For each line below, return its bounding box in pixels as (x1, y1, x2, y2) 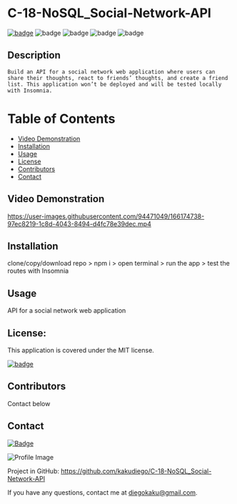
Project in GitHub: (7, 466, 59, 475)
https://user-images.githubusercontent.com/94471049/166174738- (7, 212, 205, 221)
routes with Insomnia (7, 266, 69, 276)
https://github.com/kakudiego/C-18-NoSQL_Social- (60, 466, 212, 475)
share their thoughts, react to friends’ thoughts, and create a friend (7, 74, 228, 81)
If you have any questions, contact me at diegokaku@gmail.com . (7, 488, 198, 497)
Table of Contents (7, 111, 116, 126)
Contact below (7, 399, 51, 408)
